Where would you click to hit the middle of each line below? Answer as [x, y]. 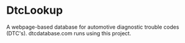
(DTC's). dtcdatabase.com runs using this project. [69, 33]
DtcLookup [35, 10]
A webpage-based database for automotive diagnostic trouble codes [93, 27]
